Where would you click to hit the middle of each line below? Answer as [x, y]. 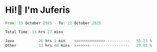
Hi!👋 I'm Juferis [38, 10]
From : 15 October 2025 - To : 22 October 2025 [53, 23]
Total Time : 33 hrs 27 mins [34, 32]
